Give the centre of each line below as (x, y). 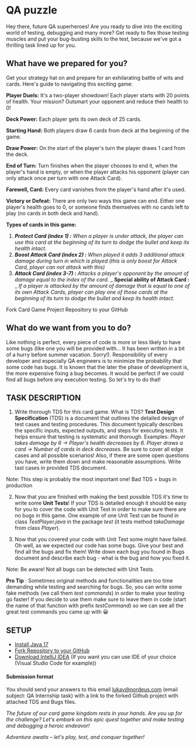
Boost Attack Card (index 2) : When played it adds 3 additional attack (99, 254)
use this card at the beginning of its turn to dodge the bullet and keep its (102, 242)
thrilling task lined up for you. (41, 45)
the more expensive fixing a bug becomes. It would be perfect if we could (95, 373)
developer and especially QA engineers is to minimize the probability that (94, 360)
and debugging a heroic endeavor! (48, 726)
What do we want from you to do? (69, 328)
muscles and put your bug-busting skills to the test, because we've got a (94, 39)
